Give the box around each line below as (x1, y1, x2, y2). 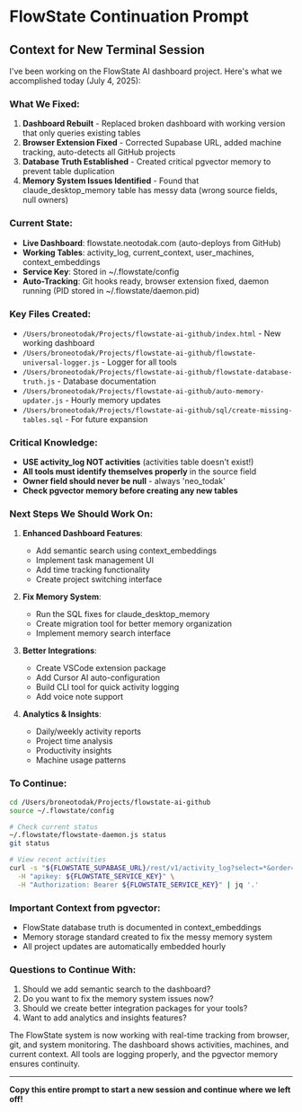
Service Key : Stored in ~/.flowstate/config (22, 266, 180, 277)
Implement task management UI (35, 555, 155, 566)
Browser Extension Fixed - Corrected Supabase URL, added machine (22, 137, 281, 148)
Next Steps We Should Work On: (9, 507, 154, 520)
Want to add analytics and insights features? (22, 1012, 187, 1023)
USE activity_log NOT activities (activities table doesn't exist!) (22, 456, 254, 468)
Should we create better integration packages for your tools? (22, 1003, 248, 1014)
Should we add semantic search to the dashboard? (22, 984, 211, 994)
